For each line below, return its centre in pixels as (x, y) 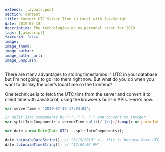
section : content (23, 14)
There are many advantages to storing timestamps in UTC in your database (81, 74)
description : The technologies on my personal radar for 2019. (71, 28)
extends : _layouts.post (29, 10)
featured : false (22, 38)
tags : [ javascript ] (25, 33)
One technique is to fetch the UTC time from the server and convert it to (78, 94)
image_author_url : (24, 56)
